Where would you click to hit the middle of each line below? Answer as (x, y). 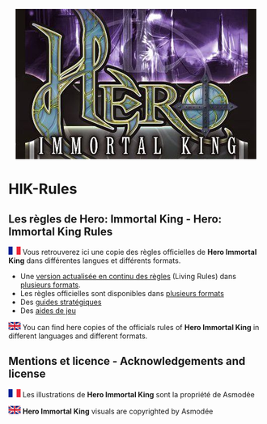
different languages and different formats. (78, 336)
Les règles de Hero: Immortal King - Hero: (115, 219)
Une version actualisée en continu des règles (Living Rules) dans (128, 276)
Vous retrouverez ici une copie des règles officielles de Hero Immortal (140, 252)
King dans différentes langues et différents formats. (95, 261)
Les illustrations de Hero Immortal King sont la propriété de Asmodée (138, 394)
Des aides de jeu (48, 311)
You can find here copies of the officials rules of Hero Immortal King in (141, 327)
